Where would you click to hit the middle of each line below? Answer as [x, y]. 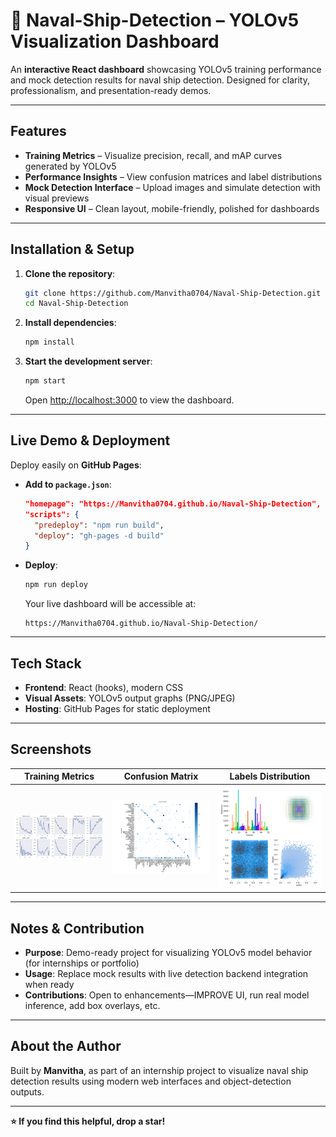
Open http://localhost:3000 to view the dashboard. [129, 400]
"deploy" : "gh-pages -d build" [99, 535]
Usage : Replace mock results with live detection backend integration [166, 973]
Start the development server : [88, 361]
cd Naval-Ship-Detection [76, 304]
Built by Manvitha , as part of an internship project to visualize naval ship [159, 1070]
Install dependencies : [70, 323]
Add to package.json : [68, 484]
